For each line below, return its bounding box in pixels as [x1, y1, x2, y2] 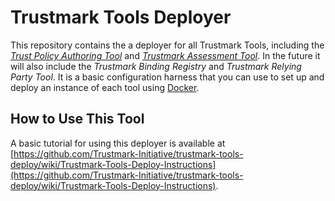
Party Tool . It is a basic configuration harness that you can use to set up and [10, 71, 325, 83]
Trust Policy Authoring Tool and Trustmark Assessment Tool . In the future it [10, 49, 321, 61]
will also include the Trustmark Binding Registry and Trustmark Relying [10, 60, 302, 72]
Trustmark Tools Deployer [10, 6, 232, 29]
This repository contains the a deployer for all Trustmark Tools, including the [10, 39, 325, 51]
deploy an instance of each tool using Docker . [10, 81, 200, 93]
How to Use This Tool [10, 111, 145, 128]
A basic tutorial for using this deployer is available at [10, 137, 226, 149]
